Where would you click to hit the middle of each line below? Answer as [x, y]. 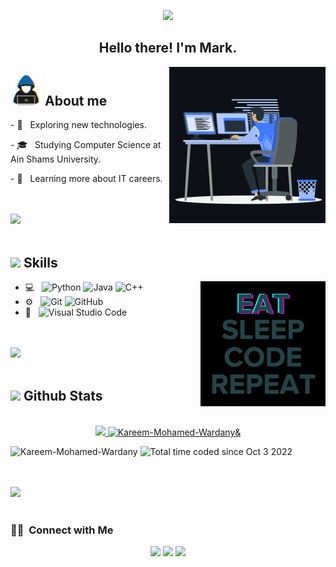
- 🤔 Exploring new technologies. [78, 125]
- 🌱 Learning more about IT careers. [86, 179]
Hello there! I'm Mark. [168, 48]
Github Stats [63, 396]
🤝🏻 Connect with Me [62, 530]
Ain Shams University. [56, 159]
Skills [40, 262]
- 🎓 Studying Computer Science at [86, 145]
